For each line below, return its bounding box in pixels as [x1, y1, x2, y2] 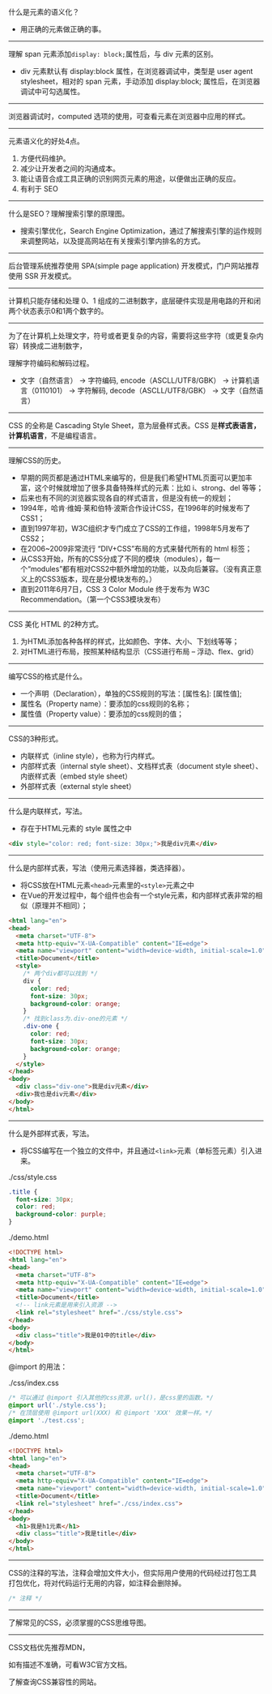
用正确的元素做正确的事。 [19, 24, 106, 34]
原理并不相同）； [34, 900, 88, 910]
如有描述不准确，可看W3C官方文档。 [8, 1659, 132, 1669]
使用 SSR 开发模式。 [8, 271, 76, 281]
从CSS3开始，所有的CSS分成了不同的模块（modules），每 [19, 554, 214, 564]
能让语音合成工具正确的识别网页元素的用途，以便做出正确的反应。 [19, 174, 240, 183]
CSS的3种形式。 [8, 734, 63, 744]
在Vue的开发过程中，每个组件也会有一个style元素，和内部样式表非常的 [19, 890, 256, 900]
